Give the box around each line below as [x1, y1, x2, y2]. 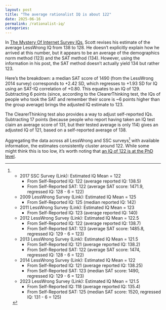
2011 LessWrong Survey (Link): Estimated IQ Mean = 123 [19, 204, 135, 210]
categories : [5, 26, 30, 31]
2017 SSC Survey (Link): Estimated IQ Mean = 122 [19, 173, 121, 179]
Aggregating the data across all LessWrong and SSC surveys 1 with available [5, 137, 160, 143]
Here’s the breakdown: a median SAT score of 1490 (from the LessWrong [5, 75, 154, 81]
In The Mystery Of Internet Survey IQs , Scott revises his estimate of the [5, 39, 151, 45]
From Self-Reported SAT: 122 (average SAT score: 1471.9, [27, 183, 144, 189]
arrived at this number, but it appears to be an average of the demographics [5, 50, 160, 56]
